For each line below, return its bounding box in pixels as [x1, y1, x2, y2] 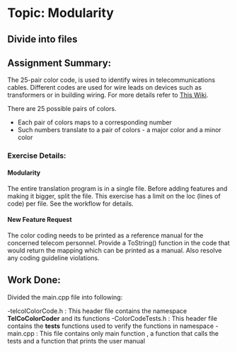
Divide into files [7, 33, 78, 45]
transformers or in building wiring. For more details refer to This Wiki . [7, 90, 209, 100]
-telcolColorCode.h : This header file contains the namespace [7, 306, 187, 315]
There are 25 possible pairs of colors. [7, 105, 117, 113]
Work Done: [7, 274, 62, 286]
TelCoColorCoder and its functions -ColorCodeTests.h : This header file [7, 314, 218, 322]
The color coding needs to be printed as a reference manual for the [7, 231, 204, 240]
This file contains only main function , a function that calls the [39, 329, 219, 337]
